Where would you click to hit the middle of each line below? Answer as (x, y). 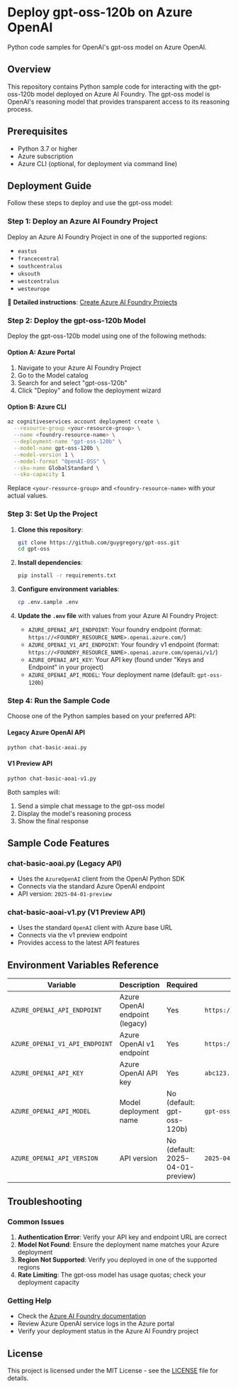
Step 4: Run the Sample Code (59, 700)
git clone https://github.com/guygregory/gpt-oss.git (98, 542)
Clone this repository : (50, 529)
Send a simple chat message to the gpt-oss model (91, 805)
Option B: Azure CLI (37, 407)
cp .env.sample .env (48, 602)
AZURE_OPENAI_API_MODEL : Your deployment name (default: (112, 675)
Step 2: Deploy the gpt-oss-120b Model (77, 320)
